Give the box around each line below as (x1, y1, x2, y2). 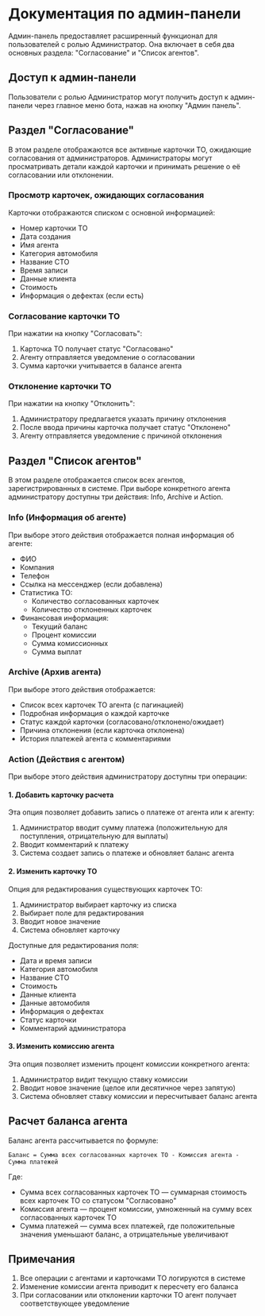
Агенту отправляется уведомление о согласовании (19, 353, 195, 362)
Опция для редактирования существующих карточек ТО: (8, 884, 203, 894)
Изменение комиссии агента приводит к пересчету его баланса (19, 1282, 239, 1291)
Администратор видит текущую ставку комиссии (19, 1074, 188, 1084)
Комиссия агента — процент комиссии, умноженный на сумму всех (19, 1204, 252, 1213)
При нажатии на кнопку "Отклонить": (8, 399, 136, 408)
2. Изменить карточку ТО (8, 866, 98, 876)
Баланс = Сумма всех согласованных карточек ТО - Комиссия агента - (8, 1151, 240, 1159)
